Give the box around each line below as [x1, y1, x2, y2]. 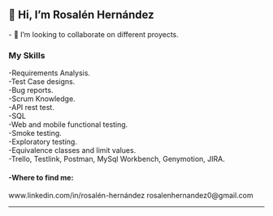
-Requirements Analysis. [8, 68, 91, 78]
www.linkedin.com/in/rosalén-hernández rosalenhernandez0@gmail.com [8, 191, 253, 201]
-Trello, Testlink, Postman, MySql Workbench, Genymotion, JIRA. [8, 155, 226, 164]
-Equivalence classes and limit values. [8, 146, 136, 155]
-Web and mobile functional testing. [8, 120, 128, 129]
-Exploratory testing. [8, 137, 77, 146]
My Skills [8, 49, 45, 61]
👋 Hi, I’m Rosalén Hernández [8, 8, 154, 22]
